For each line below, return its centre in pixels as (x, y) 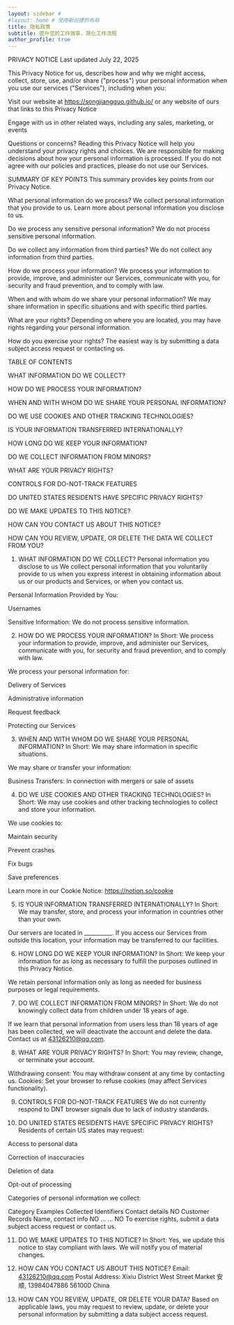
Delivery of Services (37, 685)
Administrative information (46, 699)
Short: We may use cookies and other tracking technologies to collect (118, 802)
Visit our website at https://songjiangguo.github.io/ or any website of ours (114, 101)
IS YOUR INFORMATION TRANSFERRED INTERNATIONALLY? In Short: (118, 904)
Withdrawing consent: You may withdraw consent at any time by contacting (116, 1073)
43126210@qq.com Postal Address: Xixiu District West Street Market (116, 1277)
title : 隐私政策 (29, 27)
